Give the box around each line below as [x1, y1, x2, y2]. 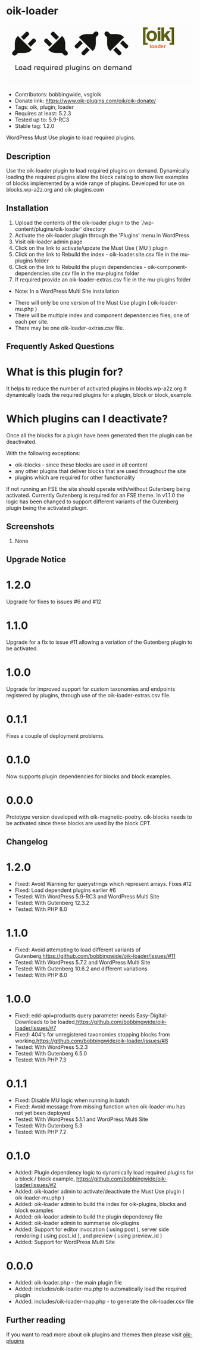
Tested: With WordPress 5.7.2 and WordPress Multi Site [14, 959, 151, 966]
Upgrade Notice [6, 555, 67, 565]
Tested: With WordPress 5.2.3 [14, 1044, 88, 1051]
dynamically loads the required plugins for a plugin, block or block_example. [6, 391, 193, 399]
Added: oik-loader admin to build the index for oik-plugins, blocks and [14, 1200, 186, 1207]
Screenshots [6, 522, 55, 532]
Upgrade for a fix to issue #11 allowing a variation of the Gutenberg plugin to [6, 638, 192, 646]
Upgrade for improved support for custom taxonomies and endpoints [6, 685, 176, 693]
